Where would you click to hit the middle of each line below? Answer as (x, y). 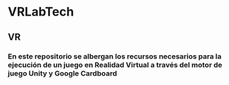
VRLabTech (41, 12)
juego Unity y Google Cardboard (62, 73)
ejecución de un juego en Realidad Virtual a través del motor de (115, 65)
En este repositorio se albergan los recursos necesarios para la (115, 56)
